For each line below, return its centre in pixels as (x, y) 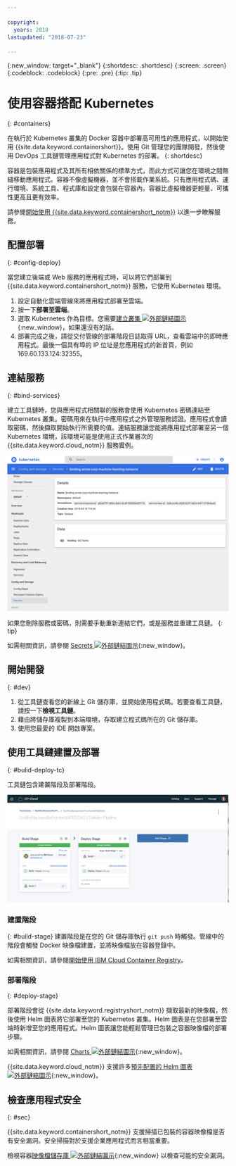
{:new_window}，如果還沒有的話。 (67, 327)
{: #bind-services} (34, 395)
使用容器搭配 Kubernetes (81, 104)
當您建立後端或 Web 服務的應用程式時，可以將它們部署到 (90, 277)
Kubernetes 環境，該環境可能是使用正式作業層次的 (80, 436)
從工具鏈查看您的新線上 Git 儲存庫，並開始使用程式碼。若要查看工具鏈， (122, 701)
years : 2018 (31, 30)
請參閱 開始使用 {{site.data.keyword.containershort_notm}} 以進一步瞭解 (111, 212)
